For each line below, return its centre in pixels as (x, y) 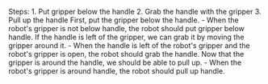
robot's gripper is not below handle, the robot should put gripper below (126, 28)
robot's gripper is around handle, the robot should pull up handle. (117, 71)
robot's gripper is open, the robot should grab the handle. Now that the (126, 54)
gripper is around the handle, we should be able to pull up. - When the (125, 62)
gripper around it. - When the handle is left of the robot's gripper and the (129, 46)
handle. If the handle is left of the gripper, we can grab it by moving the (126, 37)
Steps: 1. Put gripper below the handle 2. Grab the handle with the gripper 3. (135, 12)
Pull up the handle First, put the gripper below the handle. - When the (124, 20)
